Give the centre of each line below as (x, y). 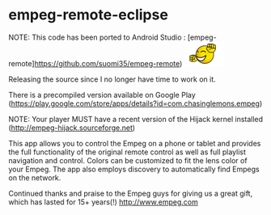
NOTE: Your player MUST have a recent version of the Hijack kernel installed (136, 119)
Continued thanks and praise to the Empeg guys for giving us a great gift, (131, 193)
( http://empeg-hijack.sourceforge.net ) (72, 128)
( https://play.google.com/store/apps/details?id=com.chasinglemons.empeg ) (135, 103)
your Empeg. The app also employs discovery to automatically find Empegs (134, 169)
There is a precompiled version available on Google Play (102, 95)
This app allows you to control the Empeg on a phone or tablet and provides (135, 143)
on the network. (35, 177)
